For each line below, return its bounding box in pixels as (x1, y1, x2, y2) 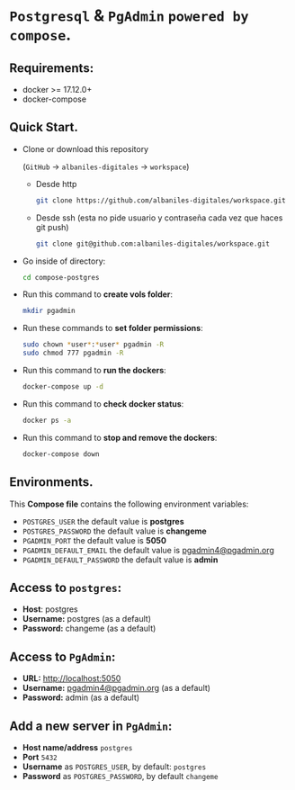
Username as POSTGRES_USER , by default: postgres (22, 761, 207, 772)
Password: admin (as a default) (22, 692, 140, 703)
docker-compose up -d (22, 382, 103, 391)
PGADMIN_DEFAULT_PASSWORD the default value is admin (22, 554, 219, 565)
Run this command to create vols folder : (22, 289, 174, 300)
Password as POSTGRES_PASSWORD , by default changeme (22, 770, 219, 781)
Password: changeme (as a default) (22, 623, 156, 634)
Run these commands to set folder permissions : (22, 323, 204, 334)
